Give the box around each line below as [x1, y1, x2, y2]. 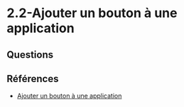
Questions [6, 49, 54, 61]
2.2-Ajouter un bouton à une [6, 5, 178, 21]
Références [6, 73, 59, 85]
